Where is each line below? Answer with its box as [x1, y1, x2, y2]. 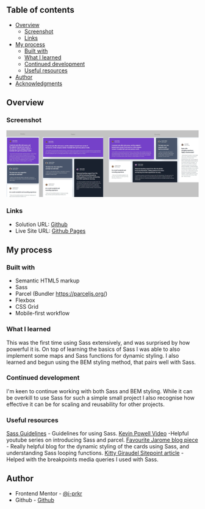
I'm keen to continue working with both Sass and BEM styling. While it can [6, 387, 193, 394]
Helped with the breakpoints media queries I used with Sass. [6, 456, 159, 463]
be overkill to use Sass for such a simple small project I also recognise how [6, 394, 195, 401]
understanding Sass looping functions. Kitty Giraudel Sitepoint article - [6, 450, 184, 457]
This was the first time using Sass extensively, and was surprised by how [6, 339, 190, 346]
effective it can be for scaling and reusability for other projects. [6, 401, 165, 408]
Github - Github [15, 496, 55, 503]
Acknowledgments [15, 80, 63, 87]
